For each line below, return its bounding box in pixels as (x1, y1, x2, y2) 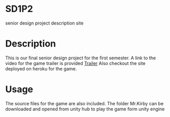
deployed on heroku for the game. (5, 65, 77, 72)
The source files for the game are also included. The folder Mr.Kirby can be (5, 100, 164, 106)
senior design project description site (5, 20, 84, 26)
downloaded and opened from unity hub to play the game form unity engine (5, 106, 165, 112)
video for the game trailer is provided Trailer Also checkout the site (5, 60, 145, 66)
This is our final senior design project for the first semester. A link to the (5, 55, 156, 61)
